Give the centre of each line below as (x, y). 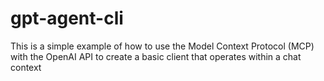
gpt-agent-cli (67, 18)
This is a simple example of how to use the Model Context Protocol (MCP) (162, 46)
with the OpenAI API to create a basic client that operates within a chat (156, 56)
